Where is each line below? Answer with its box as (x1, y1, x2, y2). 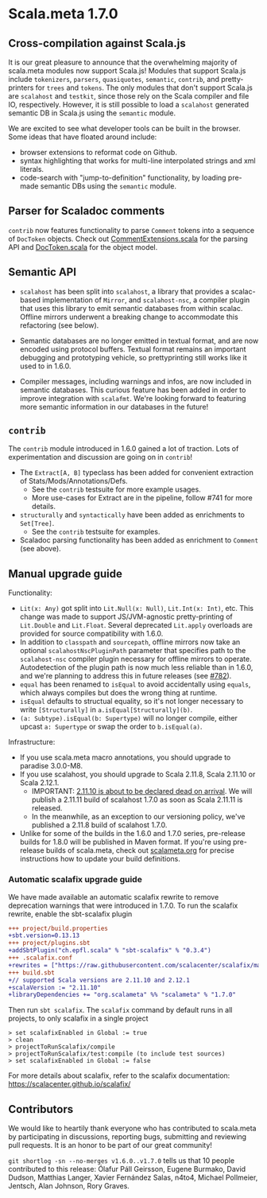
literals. (19, 165, 44, 173)
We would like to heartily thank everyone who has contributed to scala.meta (8, 1123, 257, 1134)
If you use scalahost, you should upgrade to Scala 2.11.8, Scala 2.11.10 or (19, 769, 256, 780)
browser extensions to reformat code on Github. (19, 148, 177, 157)
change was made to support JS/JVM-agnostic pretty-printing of (19, 612, 233, 621)
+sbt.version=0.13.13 (8, 932, 80, 939)
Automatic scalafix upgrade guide (8, 874, 143, 885)
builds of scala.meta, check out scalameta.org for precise (46, 846, 234, 855)
